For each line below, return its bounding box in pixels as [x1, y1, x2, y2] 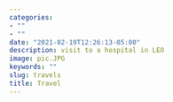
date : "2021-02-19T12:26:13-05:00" [9, 37, 141, 47]
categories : [9, 12, 53, 22]
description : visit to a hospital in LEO [9, 46, 165, 55]
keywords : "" [9, 63, 58, 72]
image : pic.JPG [9, 54, 66, 63]
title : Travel [9, 79, 62, 88]
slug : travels [9, 71, 62, 80]
